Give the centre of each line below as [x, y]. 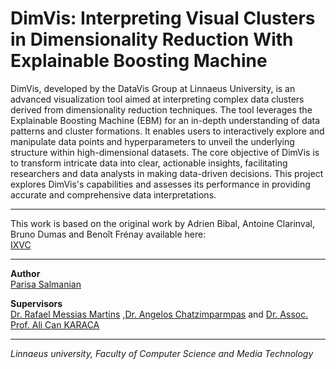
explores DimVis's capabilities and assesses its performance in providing [160, 184]
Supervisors [36, 303]
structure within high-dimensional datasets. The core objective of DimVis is [165, 152]
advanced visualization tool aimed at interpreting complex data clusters [157, 99]
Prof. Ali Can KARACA [55, 324]
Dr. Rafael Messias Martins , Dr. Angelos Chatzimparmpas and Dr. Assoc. [159, 314]
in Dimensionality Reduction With [152, 39]
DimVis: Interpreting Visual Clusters [163, 18]
